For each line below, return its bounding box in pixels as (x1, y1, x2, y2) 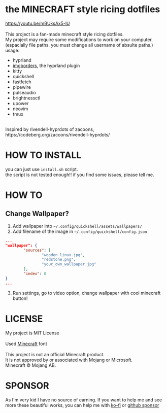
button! (12, 295, 28, 301)
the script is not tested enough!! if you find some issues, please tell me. (5, 171, 154, 178)
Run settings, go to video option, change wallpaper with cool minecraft (12, 290, 161, 296)
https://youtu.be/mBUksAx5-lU (5, 20, 70, 26)
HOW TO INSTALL (5, 150, 82, 161)
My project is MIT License (5, 330, 59, 336)
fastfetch (12, 79, 31, 85)
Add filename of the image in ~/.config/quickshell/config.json (12, 228, 147, 234)
